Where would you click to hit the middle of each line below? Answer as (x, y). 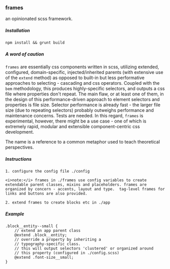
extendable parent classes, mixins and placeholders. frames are (76, 185)
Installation (18, 30)
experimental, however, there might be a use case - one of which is (76, 121)
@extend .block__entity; (41, 235)
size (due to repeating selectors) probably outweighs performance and (80, 110)
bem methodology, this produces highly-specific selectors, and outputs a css (85, 89)
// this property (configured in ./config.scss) (67, 253)
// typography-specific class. (48, 244)
